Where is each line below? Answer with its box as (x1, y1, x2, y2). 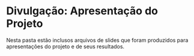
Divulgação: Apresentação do (6, 4, 158, 18)
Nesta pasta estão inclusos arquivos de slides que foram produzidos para (6, 36, 189, 43)
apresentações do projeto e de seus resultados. (6, 43, 125, 50)
